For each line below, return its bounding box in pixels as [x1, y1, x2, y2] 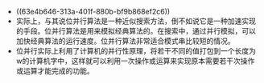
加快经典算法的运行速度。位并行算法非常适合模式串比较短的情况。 [15, 36, 235, 45]
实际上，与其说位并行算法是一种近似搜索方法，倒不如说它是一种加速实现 [15, 16, 256, 26]
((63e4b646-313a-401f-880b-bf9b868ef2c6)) [15, 7, 171, 16]
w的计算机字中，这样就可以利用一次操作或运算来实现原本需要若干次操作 [15, 56, 255, 65]
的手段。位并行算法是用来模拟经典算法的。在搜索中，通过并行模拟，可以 [15, 26, 256, 35]
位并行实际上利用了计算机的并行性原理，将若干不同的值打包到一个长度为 [15, 46, 256, 55]
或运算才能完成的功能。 [15, 66, 94, 75]
